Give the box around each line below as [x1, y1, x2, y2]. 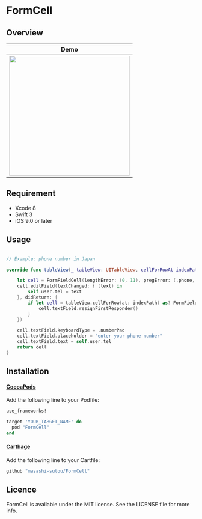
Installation [6, 366, 49, 377]
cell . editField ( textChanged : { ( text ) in [17, 283, 122, 289]
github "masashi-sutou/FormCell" [6, 468, 90, 475]
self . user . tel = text [28, 289, 82, 295]
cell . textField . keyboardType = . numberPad [17, 327, 125, 333]
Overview [6, 28, 44, 38]
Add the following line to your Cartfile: [6, 457, 100, 464]
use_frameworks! [6, 408, 47, 414]
